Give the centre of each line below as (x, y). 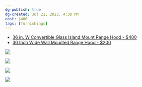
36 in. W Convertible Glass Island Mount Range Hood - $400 (74, 37)
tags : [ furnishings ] (27, 23)
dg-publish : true (23, 10)
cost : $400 (16, 19)
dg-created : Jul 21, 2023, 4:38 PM (42, 14)
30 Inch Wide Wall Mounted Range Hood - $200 (62, 43)
